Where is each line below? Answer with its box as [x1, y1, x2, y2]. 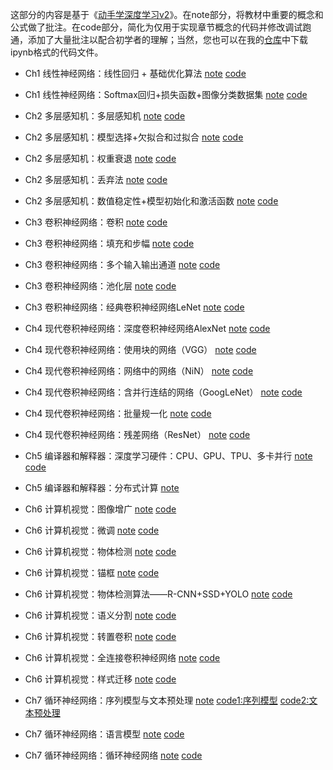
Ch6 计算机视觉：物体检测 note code [24, 546, 177, 557]
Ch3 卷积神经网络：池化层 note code [24, 280, 177, 292]
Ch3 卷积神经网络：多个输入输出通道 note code [24, 259, 221, 270]
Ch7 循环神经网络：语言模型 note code [24, 728, 185, 740]
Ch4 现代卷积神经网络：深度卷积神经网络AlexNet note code [24, 323, 271, 334]
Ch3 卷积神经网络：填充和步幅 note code [24, 238, 195, 249]
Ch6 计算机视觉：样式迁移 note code [24, 673, 177, 685]
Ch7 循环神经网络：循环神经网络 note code [24, 749, 203, 761]
